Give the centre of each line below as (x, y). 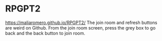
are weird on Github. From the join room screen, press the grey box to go (80, 27)
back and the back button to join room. (45, 33)
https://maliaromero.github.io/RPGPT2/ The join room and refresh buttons (81, 22)
